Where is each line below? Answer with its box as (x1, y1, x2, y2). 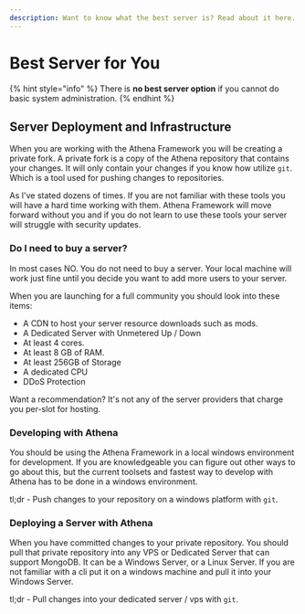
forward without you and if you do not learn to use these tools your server (9, 209, 288, 220)
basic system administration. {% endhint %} (9, 92, 175, 103)
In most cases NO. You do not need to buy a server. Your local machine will (9, 262, 292, 274)
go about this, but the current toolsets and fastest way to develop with (9, 466, 274, 477)
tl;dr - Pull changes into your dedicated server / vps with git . (9, 594, 239, 605)
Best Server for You (9, 52, 161, 73)
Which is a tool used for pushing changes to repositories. (9, 173, 225, 184)
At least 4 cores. (22, 337, 85, 348)
